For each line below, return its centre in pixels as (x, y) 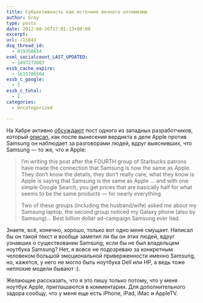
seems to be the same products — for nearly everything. (92, 193)
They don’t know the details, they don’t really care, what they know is (108, 174)
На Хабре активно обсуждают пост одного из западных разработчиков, (100, 130)
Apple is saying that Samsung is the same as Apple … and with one (105, 181)
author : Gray (23, 18)
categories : (21, 102)
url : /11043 (21, 40)
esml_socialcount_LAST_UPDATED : (47, 57)
